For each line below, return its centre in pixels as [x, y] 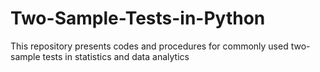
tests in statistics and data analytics [116, 56]
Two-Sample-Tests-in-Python [138, 18]
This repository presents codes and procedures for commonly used [149, 46]
